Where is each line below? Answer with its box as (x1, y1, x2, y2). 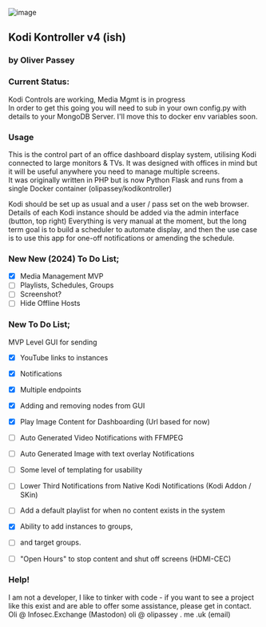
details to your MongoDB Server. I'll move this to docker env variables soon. (8, 111, 258, 121)
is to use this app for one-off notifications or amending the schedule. (8, 233, 235, 243)
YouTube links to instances (19, 352, 109, 362)
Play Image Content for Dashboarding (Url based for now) (19, 417, 210, 426)
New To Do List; (8, 319, 70, 330)
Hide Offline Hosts (19, 299, 81, 308)
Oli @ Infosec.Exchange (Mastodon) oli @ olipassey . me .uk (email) (8, 609, 231, 619)
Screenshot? (19, 289, 62, 299)
